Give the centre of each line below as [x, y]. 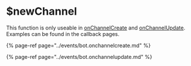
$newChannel [42, 11]
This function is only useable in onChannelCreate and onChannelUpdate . [96, 28]
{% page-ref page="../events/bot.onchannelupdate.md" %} [79, 57]
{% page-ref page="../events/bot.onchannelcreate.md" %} [78, 45]
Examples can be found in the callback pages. [63, 34]
